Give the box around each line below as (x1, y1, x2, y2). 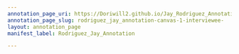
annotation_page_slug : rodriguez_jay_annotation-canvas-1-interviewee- (7, 17, 224, 24)
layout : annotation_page (7, 23, 81, 30)
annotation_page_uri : (7, 10, 72, 18)
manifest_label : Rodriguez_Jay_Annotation (7, 29, 135, 37)
